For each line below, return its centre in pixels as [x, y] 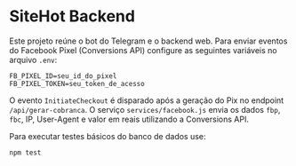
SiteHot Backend [72, 16]
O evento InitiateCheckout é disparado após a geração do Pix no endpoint [147, 100]
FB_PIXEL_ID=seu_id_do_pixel [63, 76]
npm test [25, 153]
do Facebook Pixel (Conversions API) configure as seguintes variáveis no [143, 50]
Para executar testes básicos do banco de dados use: [108, 136]
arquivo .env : [33, 59]
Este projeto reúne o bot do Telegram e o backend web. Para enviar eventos [148, 41]
